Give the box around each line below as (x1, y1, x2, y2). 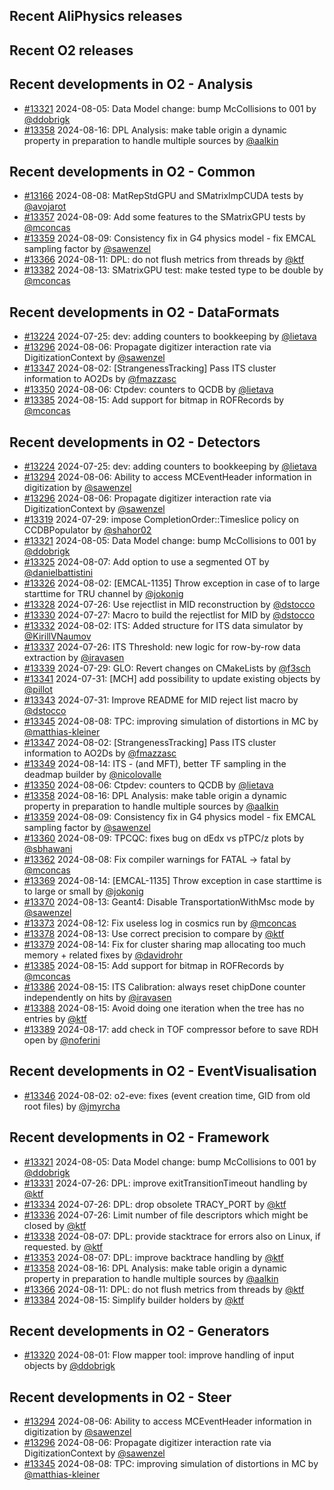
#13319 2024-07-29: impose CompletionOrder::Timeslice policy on (23, 514, 299, 526)
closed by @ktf (23, 1219, 87, 1231)
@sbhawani (23, 843, 73, 855)
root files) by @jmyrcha (23, 1100, 121, 1112)
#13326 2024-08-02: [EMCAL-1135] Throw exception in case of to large (23, 577, 321, 589)
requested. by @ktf (23, 1240, 104, 1253)
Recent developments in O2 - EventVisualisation (9, 1063, 317, 1080)
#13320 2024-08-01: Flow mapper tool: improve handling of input (23, 1349, 295, 1361)
